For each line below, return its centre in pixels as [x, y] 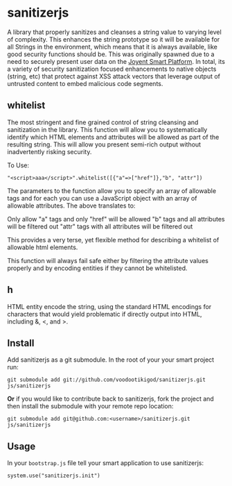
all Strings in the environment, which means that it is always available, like [113, 47]
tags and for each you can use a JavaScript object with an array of [102, 198]
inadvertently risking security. [50, 151]
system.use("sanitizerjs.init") [54, 476]
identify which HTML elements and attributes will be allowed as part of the [113, 137]
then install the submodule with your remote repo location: [90, 406]
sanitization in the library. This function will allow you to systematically [107, 129]
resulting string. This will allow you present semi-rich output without [104, 144]
